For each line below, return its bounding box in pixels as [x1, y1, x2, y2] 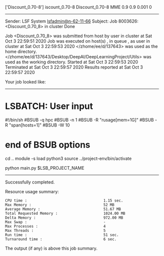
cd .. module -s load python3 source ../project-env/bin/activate [5, 155, 132, 161]
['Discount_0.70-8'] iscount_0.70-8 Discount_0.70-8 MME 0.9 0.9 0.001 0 [5, 4, 152, 10]
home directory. [5, 49, 37, 54]
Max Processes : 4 [5, 224, 106, 229]
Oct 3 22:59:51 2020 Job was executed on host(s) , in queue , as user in [5, 38, 150, 44]
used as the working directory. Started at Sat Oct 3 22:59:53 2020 [5, 59, 138, 65]
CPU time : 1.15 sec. [5, 198, 123, 203]
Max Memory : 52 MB [5, 202, 115, 207]
